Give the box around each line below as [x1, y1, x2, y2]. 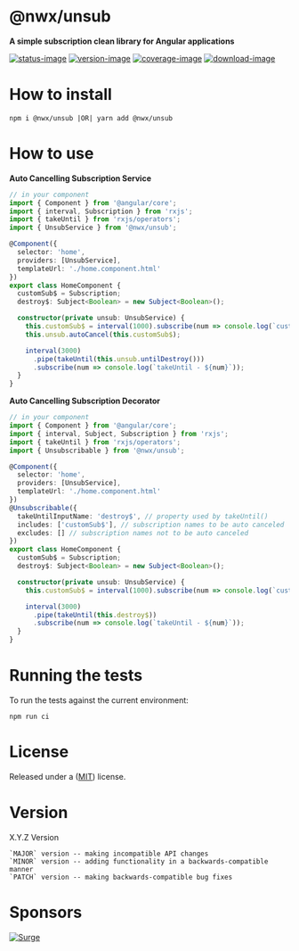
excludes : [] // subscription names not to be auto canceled [17, 528, 249, 537]
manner [9, 864, 34, 873]
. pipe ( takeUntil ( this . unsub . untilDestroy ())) [32, 354, 205, 363]
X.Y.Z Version [9, 831, 60, 842]
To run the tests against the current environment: [9, 695, 189, 706]
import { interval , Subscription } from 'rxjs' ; [9, 207, 193, 216]
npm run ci [9, 712, 50, 721]
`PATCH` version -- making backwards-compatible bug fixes [9, 872, 233, 881]
